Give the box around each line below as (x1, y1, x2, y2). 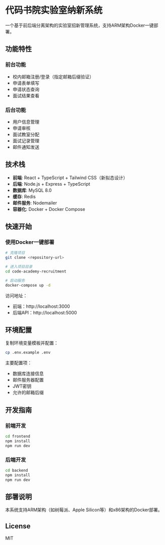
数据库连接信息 (12, 370, 44, 376)
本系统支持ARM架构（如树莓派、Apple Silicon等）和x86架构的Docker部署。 (5, 507, 162, 513)
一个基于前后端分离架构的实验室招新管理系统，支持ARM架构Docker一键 (5, 22, 154, 28)
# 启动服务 (5, 278, 25, 283)
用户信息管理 (12, 119, 39, 125)
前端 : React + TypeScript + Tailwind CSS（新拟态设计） (12, 175, 128, 181)
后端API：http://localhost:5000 (12, 309, 77, 315)
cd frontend (5, 434, 30, 439)
